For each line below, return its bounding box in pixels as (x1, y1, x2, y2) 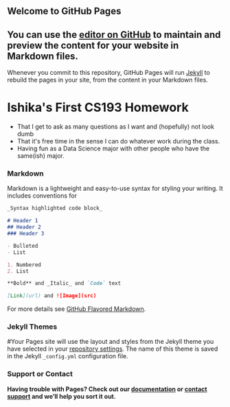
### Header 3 (7, 230, 45, 237)
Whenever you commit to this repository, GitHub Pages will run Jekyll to (7, 69, 211, 77)
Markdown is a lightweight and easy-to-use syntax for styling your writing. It (7, 185, 223, 193)
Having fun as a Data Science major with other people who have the (16, 144, 210, 153)
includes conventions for (7, 191, 78, 200)
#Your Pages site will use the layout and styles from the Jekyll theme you (7, 338, 214, 346)
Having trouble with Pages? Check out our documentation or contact (7, 384, 207, 393)
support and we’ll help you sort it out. (7, 392, 117, 400)
